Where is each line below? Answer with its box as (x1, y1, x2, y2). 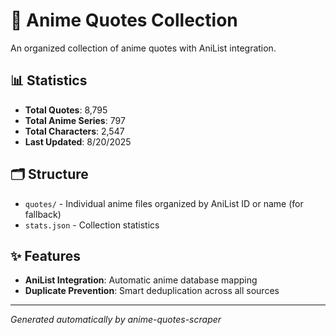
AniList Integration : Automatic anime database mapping (24, 274, 258, 286)
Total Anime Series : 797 (24, 114, 126, 126)
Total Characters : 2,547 (24, 125, 125, 137)
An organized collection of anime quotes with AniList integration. (10, 42, 277, 54)
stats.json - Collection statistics (24, 219, 160, 231)
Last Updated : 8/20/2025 (24, 135, 132, 148)
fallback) (24, 208, 62, 220)
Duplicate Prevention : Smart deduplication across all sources (24, 285, 280, 297)
